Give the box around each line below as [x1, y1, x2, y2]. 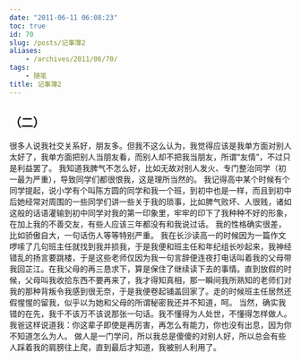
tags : [9, 64, 30, 73]
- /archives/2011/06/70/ [25, 55, 118, 64]
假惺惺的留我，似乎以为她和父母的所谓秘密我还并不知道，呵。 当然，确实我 [9, 297, 287, 308]
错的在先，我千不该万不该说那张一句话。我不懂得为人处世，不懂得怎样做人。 [9, 308, 292, 319]
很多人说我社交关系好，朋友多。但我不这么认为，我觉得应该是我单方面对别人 [9, 141, 292, 151]
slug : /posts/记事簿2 [9, 38, 86, 47]
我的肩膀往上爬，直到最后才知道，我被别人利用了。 [32, 342, 221, 353]
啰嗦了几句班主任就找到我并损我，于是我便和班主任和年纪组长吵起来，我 [9, 241, 276, 252]
